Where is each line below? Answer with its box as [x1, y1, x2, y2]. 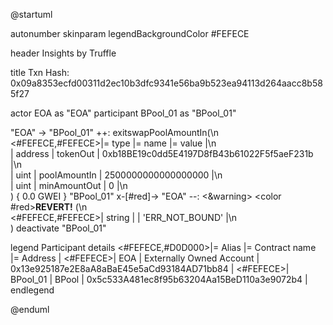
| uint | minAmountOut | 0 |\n [10, 180, 128, 191]
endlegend [10, 284, 55, 296]
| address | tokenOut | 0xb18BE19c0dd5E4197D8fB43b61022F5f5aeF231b [10, 148, 314, 159]
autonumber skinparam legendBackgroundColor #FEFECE [10, 28, 250, 39]
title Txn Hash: [10, 67, 70, 78]
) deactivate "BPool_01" [10, 222, 107, 234]
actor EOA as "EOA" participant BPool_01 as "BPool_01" [10, 107, 237, 119]
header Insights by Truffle [10, 47, 117, 59]
